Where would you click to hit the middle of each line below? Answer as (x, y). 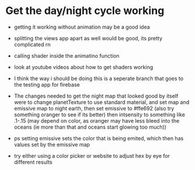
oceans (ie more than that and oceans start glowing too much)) (90, 127)
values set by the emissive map (52, 144)
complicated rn (32, 44)
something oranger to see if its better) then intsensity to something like (100, 115)
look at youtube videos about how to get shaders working (83, 67)
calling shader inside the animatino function (66, 55)
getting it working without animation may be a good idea (82, 27)
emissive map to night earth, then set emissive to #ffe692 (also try (94, 108)
